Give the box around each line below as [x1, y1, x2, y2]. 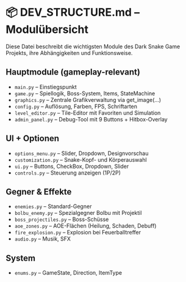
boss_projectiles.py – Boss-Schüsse [14, 215, 109, 223]
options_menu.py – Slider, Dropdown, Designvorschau [14, 150, 149, 157]
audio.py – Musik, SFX [14, 235, 71, 242]
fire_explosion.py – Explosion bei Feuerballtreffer [14, 229, 141, 236]
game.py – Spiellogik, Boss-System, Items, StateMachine [14, 90, 156, 97]
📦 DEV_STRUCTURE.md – [5, 5, 140, 20]
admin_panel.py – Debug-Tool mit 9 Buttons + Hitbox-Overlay [14, 115, 168, 123]
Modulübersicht [5, 23, 89, 37]
